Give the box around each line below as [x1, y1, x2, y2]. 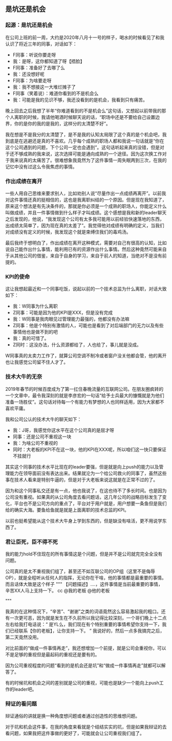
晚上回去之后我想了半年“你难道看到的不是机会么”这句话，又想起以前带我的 [5, 107, 162, 114]
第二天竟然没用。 [5, 634, 41, 640]
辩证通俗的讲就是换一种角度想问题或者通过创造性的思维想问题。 [5, 713, 140, 719]
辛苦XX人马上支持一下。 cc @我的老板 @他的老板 [5, 587, 110, 593]
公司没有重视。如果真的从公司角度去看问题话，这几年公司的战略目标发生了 [5, 494, 162, 500]
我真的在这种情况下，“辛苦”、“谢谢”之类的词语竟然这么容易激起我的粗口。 [5, 608, 161, 615]
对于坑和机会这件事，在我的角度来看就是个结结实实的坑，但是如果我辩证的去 [5, 724, 167, 730]
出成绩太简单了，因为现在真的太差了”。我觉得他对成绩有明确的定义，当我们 [5, 222, 165, 228]
